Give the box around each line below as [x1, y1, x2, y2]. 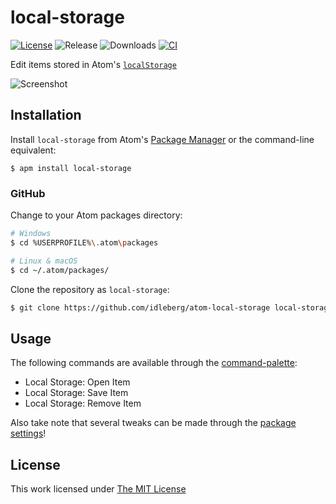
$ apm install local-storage [10, 163, 132, 173]
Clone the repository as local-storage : [10, 283, 170, 295]
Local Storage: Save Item [24, 387, 129, 399]
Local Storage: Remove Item [24, 397, 142, 410]
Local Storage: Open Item [24, 376, 131, 388]
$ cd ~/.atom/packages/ [10, 265, 110, 275]
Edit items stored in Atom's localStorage [10, 58, 177, 70]
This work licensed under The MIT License [10, 483, 187, 495]
